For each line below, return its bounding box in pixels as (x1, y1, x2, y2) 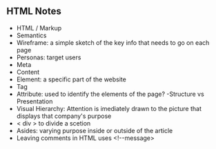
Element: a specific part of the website (16, 75, 127, 83)
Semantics (16, 31, 47, 39)
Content (16, 68, 40, 76)
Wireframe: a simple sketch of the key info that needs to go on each (16, 38, 210, 47)
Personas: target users (16, 53, 81, 61)
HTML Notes (6, 6, 61, 17)
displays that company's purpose (16, 112, 112, 120)
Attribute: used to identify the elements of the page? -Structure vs (16, 90, 204, 98)
